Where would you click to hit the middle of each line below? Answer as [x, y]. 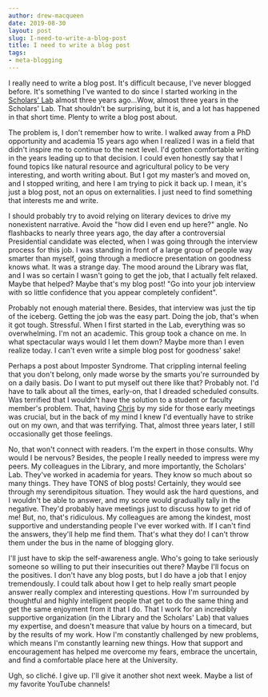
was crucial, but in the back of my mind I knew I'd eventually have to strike [131, 416]
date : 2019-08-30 [37, 23]
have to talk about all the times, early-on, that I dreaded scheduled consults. [134, 391]
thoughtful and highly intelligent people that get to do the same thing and [128, 600]
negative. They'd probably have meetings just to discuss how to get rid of [130, 508]
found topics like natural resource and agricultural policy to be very [119, 166]
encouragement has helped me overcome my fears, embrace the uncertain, [133, 651]
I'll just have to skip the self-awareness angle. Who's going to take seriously [133, 558]
